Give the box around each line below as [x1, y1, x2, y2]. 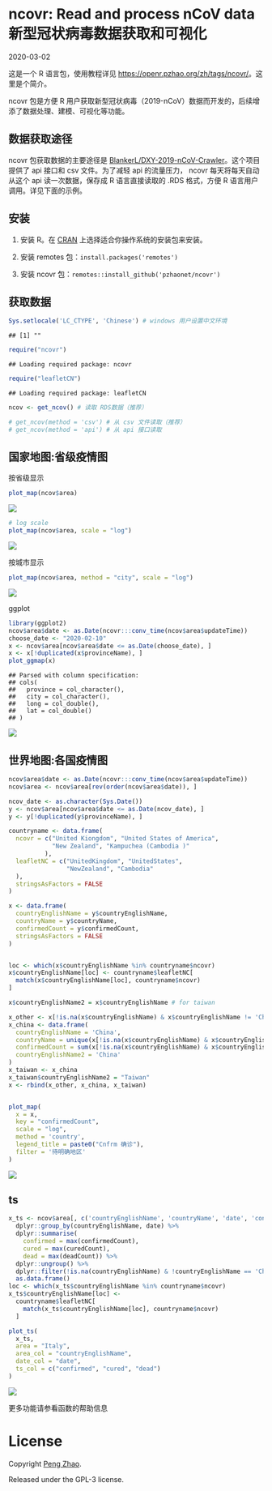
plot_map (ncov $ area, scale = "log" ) [8, 527, 132, 535]
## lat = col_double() [8, 707, 92, 716]
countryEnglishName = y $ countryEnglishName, [15, 909, 168, 918]
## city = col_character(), [8, 693, 111, 701]
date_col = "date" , [15, 1357, 82, 1365]
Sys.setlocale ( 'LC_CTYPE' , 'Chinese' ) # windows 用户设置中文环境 [8, 317, 227, 325]
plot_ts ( [8, 1327, 38, 1335]
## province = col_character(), [8, 686, 125, 694]
